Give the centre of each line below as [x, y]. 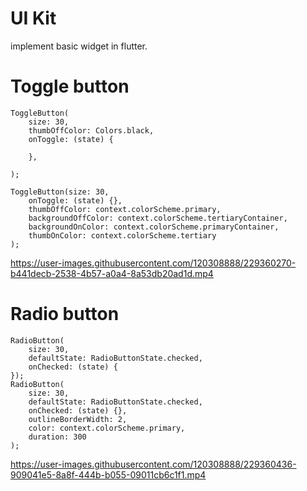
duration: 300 [57, 437]
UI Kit [33, 18]
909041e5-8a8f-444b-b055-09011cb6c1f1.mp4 [108, 474]
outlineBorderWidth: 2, [78, 419]
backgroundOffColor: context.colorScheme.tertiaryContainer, [158, 218]
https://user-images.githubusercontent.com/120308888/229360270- [153, 263]
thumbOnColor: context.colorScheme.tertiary [122, 235]
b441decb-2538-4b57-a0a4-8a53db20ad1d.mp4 [112, 273]
